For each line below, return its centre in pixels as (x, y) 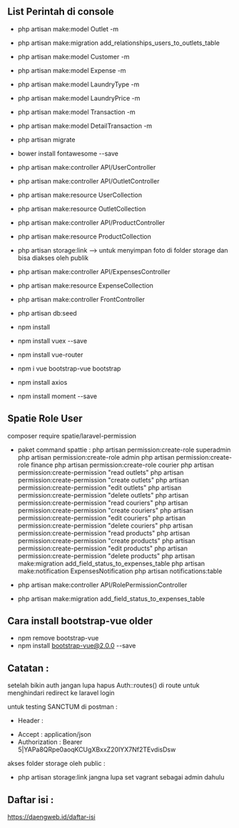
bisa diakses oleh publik (53, 258)
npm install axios (42, 382)
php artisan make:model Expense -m (72, 70)
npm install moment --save (57, 396)
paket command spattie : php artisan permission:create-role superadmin (124, 450)
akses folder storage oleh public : (56, 764)
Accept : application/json (54, 734)
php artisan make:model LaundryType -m (78, 84)
